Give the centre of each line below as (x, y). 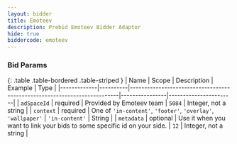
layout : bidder (30, 14)
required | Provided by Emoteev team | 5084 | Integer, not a (140, 103)
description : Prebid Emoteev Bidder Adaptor (74, 27)
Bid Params (27, 65)
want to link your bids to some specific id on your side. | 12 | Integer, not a (115, 126)
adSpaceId (35, 104)
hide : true (23, 34)
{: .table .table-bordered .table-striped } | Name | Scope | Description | (110, 81)
